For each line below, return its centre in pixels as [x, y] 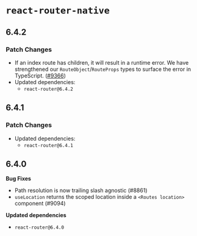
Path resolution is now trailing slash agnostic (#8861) [81, 190]
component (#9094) [40, 204]
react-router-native [58, 11]
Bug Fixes [19, 179]
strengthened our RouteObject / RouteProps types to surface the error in [103, 69]
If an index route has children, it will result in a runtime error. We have [102, 62]
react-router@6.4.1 [48, 145]
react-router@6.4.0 [39, 227]
